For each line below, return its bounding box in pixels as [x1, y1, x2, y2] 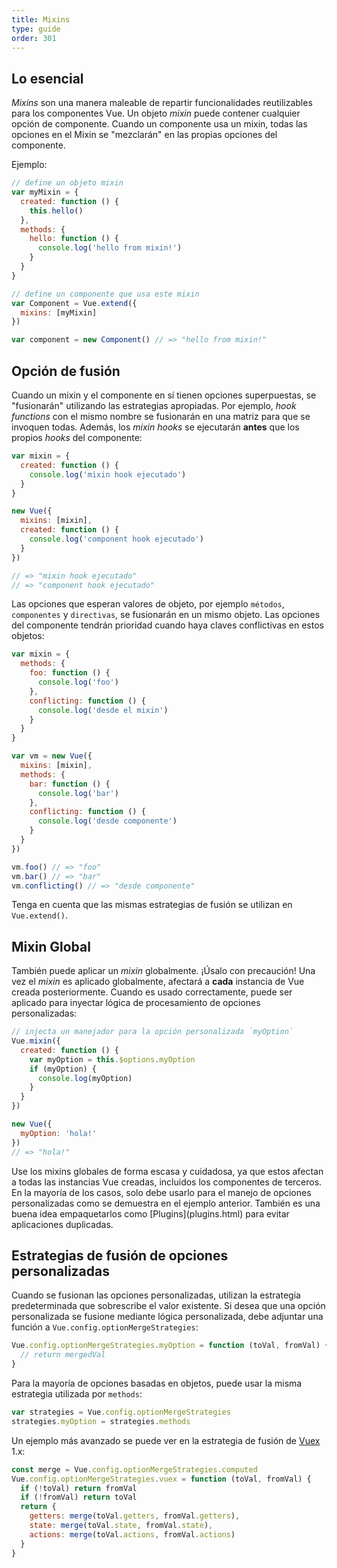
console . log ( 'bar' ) [37, 788, 119, 798]
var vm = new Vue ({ [11, 751, 93, 761]
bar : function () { [29, 779, 111, 789]
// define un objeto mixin [11, 178, 124, 188]
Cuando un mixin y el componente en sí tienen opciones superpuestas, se [11, 389, 317, 401]
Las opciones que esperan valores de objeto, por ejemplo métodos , [11, 598, 285, 610]
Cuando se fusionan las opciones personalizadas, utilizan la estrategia [11, 1289, 301, 1301]
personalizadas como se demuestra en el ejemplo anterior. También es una [11, 1197, 321, 1209]
